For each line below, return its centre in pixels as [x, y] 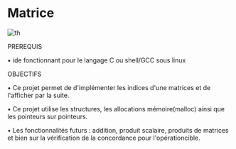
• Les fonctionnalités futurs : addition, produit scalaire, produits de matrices [118, 130]
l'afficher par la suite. [38, 95]
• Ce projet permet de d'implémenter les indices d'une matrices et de [109, 87]
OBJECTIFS [25, 74]
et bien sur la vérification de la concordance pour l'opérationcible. [104, 138]
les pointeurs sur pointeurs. [48, 116]
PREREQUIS [25, 46]
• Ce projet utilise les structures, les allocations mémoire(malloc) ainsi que [116, 109]
